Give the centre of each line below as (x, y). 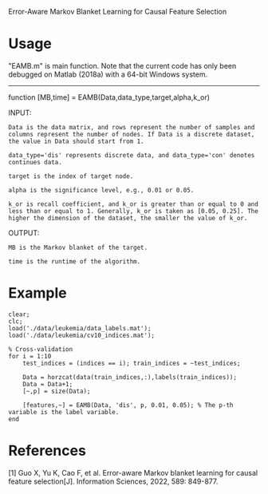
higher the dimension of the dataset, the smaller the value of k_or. (128, 218)
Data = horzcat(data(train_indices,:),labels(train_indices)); (130, 377)
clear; (19, 314)
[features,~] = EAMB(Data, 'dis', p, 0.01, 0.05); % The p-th (128, 405)
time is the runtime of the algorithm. (75, 261)
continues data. (35, 162)
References (47, 451)
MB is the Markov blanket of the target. (78, 247)
